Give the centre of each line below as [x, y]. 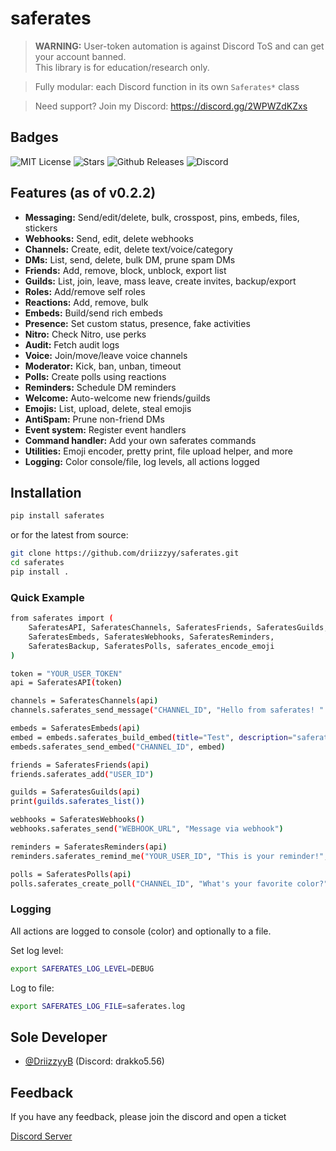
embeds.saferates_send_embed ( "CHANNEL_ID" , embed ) [118, 747]
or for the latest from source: [69, 535]
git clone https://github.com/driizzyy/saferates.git [125, 553]
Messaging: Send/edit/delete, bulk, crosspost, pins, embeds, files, [162, 217]
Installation [46, 492]
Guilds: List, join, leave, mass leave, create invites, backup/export [160, 281]
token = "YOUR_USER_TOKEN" [66, 673]
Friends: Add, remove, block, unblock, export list [125, 270]
